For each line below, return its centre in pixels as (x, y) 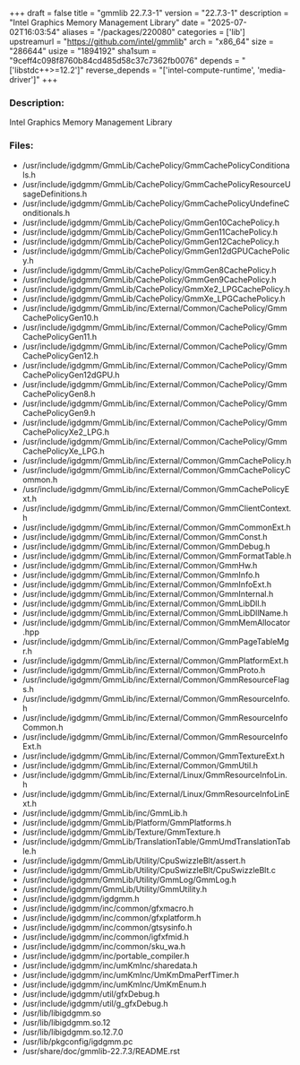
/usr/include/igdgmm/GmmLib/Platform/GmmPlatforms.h (127, 822)
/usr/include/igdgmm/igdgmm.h (81, 898)
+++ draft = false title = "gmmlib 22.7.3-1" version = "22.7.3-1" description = (149, 13)
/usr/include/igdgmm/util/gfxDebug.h (91, 993)
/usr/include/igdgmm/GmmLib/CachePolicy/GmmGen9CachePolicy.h (149, 279)
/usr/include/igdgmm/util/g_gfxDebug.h (95, 1003)
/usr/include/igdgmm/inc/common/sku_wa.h (104, 946)
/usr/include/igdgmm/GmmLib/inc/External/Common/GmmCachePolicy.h (157, 460)
